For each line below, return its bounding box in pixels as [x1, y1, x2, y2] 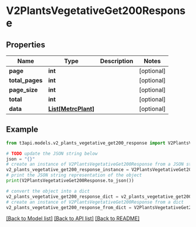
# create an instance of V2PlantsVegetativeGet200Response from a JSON [6, 162, 184, 167]
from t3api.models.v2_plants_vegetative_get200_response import [6, 140, 166, 146]
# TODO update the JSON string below [6, 151, 98, 156]
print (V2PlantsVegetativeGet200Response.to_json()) [6, 178, 134, 184]
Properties [6, 40, 45, 50]
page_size [9, 86, 38, 94]
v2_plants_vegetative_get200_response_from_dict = [6, 204, 132, 211]
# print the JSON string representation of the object [6, 172, 142, 179]
